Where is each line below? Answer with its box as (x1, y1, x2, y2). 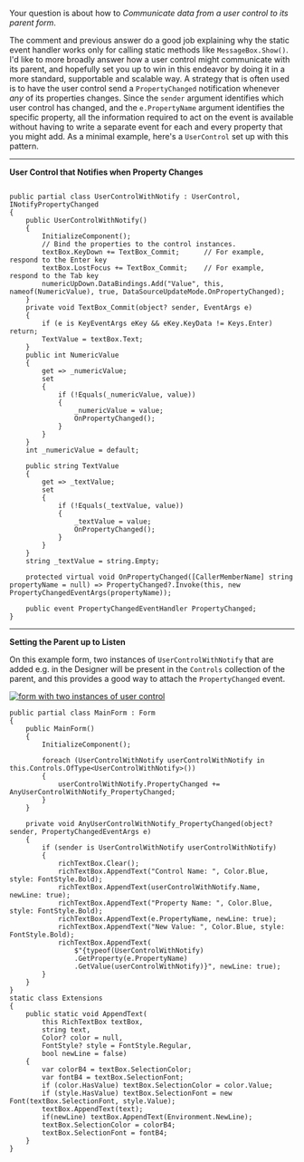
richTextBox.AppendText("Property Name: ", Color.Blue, (57, 898, 273, 908)
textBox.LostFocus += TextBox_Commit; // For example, (42, 264, 265, 273)
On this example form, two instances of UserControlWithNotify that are (9, 654, 274, 665)
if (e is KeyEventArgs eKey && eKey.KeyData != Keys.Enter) (42, 319, 273, 328)
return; (9, 327, 39, 336)
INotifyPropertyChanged (9, 200, 100, 209)
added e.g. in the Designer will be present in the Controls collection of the (9, 664, 285, 674)
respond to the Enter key (9, 255, 107, 264)
